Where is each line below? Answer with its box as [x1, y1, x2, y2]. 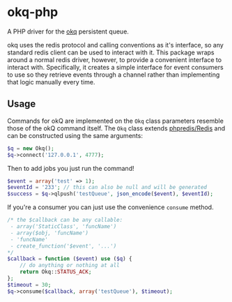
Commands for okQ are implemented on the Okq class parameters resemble [7, 116, 224, 125]
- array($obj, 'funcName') [10, 229, 89, 236]
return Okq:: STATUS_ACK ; [20, 269, 92, 275]
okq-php [7, 4, 59, 20]
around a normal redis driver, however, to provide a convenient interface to [7, 55, 222, 63]
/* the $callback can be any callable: [7, 217, 123, 224]
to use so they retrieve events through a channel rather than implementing [7, 70, 220, 79]
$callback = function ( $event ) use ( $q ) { [7, 255, 132, 262]
